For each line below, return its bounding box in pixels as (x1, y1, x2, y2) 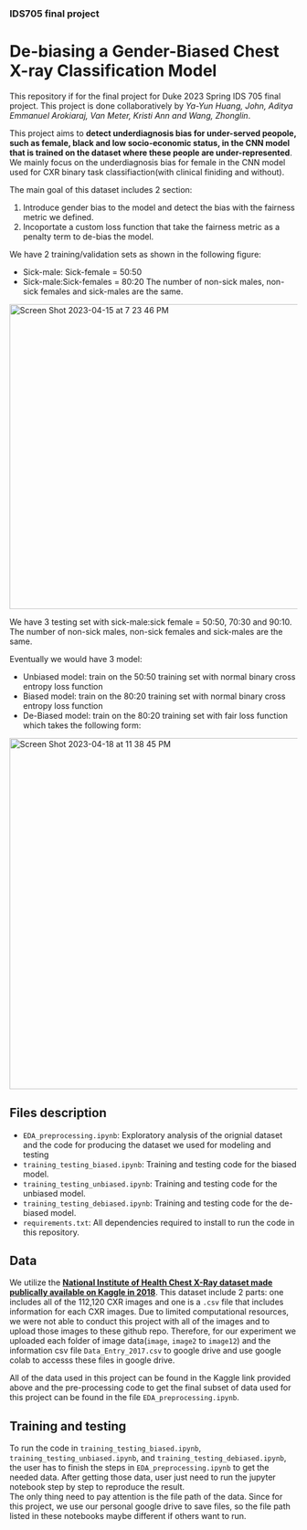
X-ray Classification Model (9, 60, 217, 81)
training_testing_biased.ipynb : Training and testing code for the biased (22, 1158, 297, 1169)
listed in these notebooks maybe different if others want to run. (9, 1511, 247, 1522)
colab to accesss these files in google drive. (9, 1355, 175, 1366)
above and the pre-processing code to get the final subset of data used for (9, 1382, 291, 1393)
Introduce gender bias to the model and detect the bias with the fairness (22, 202, 295, 213)
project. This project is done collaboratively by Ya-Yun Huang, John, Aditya (9, 100, 294, 111)
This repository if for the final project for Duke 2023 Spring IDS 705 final (9, 90, 281, 101)
